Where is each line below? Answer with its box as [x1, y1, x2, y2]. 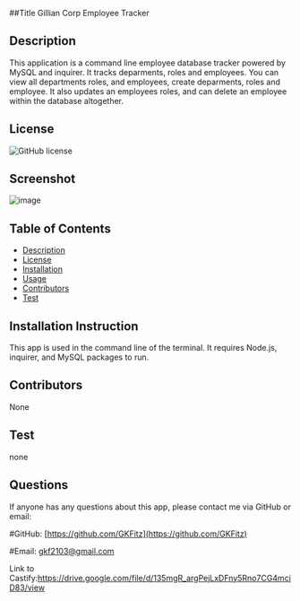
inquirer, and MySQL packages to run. [9, 352, 150, 362]
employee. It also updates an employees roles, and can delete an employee [9, 85, 287, 97]
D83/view [9, 582, 46, 593]
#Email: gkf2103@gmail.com [9, 545, 115, 556]
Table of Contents [9, 221, 112, 236]
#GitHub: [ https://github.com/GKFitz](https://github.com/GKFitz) [9, 528, 248, 539]
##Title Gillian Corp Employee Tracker [9, 8, 150, 18]
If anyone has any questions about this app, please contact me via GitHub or [9, 501, 291, 512]
